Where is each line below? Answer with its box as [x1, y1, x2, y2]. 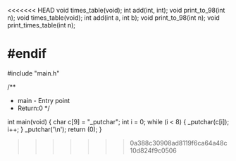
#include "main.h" [7, 68, 60, 77]
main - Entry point [17, 96, 70, 105]
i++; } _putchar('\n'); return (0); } [7, 125, 102, 133]
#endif [7, 46, 47, 62]
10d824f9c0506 [130, 146, 178, 155]
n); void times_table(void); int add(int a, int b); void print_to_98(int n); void [7, 13, 220, 22]
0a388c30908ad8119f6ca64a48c [130, 138, 228, 147]
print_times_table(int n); [7, 21, 76, 29]
